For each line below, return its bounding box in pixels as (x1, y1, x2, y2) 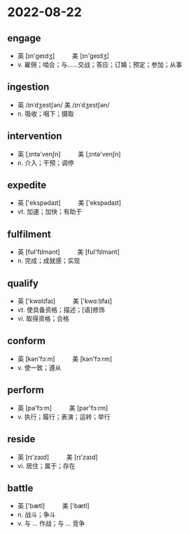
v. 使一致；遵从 (17, 363, 62, 372)
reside (7, 433, 36, 446)
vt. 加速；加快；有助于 (17, 208, 83, 216)
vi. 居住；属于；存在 (17, 461, 76, 470)
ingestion (7, 81, 50, 93)
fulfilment (7, 228, 51, 240)
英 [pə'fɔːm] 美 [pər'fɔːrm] (17, 403, 108, 412)
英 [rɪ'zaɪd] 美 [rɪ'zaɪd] (17, 453, 98, 461)
